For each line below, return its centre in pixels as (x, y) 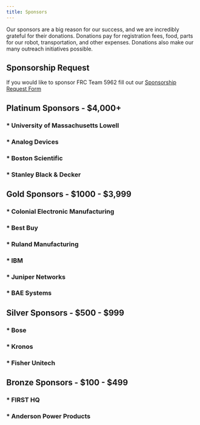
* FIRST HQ (23, 399)
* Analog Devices (32, 142)
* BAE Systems (29, 293)
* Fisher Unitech (31, 363)
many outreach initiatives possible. (49, 49)
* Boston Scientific (35, 158)
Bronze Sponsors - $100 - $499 (67, 382)
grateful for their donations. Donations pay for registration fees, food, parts (100, 36)
